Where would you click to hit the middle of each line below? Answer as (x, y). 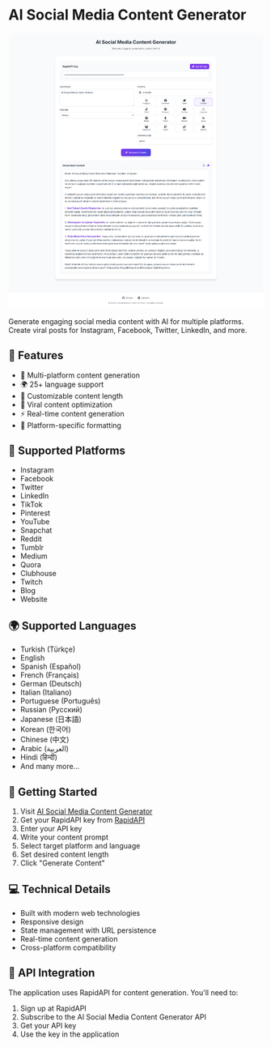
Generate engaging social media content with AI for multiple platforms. (126, 321)
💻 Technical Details (59, 889)
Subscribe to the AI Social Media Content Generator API (113, 1017)
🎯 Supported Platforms (67, 450)
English (32, 658)
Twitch (31, 582)
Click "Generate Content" (62, 863)
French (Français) (49, 675)
